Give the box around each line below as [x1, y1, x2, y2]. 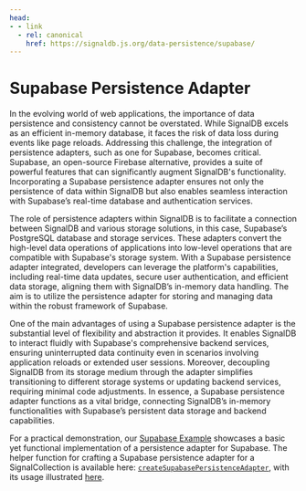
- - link [9, 22, 43, 31]
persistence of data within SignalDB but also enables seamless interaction [9, 186, 288, 197]
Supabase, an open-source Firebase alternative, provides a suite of [9, 157, 263, 168]
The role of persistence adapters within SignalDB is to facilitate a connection [9, 214, 298, 225]
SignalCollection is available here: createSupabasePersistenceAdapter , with [9, 462, 290, 473]
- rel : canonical [17, 30, 84, 39]
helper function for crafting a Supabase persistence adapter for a [9, 453, 255, 464]
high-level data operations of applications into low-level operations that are [9, 243, 292, 254]
